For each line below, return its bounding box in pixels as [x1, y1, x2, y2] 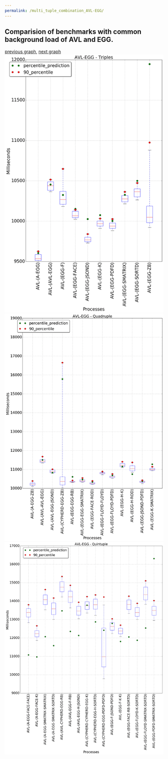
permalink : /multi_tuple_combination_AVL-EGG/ [5, 8, 104, 13]
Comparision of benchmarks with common [5, 28, 142, 36]
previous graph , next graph [5, 48, 61, 55]
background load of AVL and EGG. [5, 35, 114, 44]
